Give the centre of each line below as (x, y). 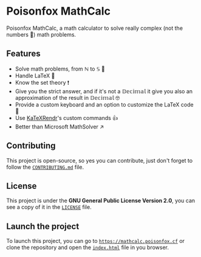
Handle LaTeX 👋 (35, 76)
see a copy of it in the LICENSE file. (49, 207)
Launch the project (43, 226)
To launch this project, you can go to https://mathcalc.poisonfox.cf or (96, 241)
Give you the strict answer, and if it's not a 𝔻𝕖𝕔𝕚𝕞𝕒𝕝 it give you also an (104, 91)
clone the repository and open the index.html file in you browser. (87, 247)
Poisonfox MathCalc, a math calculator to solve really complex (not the (95, 28)
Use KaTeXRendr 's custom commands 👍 (66, 118)
